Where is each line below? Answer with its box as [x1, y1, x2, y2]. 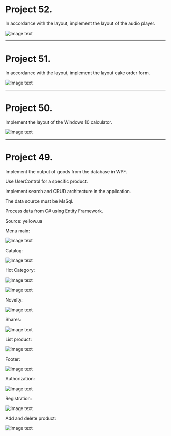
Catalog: [5, 247, 23, 253]
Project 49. [5, 152, 53, 163]
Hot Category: [5, 267, 35, 273]
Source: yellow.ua [5, 217, 43, 224]
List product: [5, 336, 32, 342]
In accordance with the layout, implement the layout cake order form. [5, 70, 150, 76]
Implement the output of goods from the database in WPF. [5, 168, 127, 174]
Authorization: [5, 375, 35, 381]
